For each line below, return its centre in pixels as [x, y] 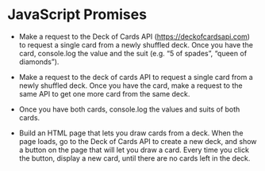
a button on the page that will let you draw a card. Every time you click [134, 150]
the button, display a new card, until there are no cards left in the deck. [134, 158]
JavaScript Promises [77, 15]
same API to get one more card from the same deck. [104, 93]
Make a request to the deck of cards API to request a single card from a [136, 77]
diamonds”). [39, 62]
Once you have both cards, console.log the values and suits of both [129, 109]
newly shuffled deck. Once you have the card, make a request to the [131, 85]
